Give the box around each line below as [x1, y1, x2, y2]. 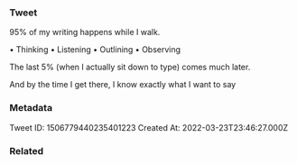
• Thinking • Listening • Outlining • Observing [9, 44, 181, 55]
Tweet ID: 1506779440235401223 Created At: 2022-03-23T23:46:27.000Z [9, 122, 289, 132]
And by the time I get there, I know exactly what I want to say [9, 79, 237, 90]
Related [9, 144, 44, 157]
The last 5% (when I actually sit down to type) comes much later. [9, 61, 251, 73]
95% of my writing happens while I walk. [9, 27, 161, 38]
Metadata [9, 102, 52, 114]
